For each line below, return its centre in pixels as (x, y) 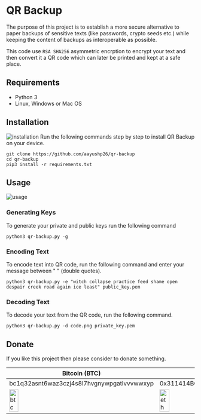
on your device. (25, 143)
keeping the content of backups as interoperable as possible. (82, 39)
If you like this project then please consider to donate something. (86, 358)
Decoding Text (28, 302)
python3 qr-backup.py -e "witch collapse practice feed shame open (92, 281)
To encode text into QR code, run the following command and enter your (95, 264)
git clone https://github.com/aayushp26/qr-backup (71, 154)
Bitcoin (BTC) (81, 373)
